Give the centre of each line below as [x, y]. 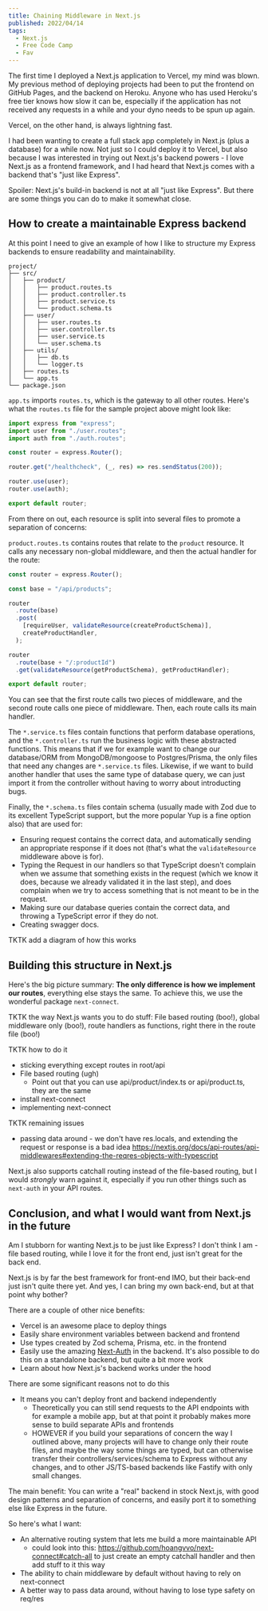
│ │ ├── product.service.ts [62, 301]
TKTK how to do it [38, 1050]
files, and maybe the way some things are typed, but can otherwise [142, 1450]
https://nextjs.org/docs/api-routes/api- [196, 1147]
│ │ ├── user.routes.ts [55, 322]
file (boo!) [24, 1034]
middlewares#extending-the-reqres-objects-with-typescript [119, 1156]
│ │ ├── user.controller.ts [62, 329]
